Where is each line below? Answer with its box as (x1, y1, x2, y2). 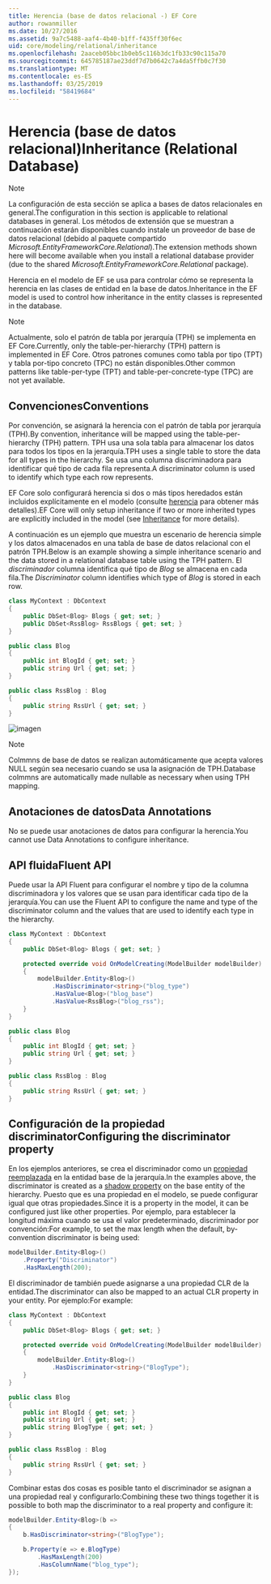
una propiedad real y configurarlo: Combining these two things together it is (8, 1492, 260, 1501)
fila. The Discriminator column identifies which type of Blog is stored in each (8, 573, 261, 582)
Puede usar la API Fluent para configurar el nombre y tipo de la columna (8, 880, 249, 889)
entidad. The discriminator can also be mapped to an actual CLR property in (8, 1286, 259, 1296)
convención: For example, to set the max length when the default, (8, 1224, 225, 1234)
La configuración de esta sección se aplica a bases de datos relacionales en (8, 200, 263, 209)
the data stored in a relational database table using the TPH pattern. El (8, 556, 243, 565)
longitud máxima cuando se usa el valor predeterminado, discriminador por (8, 1216, 259, 1226)
